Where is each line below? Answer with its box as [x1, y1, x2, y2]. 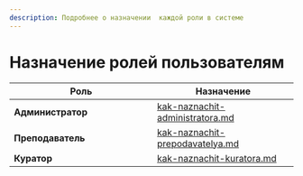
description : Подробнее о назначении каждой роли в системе [9, 13, 244, 23]
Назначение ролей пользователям [9, 51, 285, 72]
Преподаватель [14, 132, 86, 144]
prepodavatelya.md [157, 137, 240, 150]
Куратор [14, 152, 52, 164]
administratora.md [157, 111, 234, 124]
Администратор [14, 106, 88, 118]
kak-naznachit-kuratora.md [157, 152, 277, 164]
